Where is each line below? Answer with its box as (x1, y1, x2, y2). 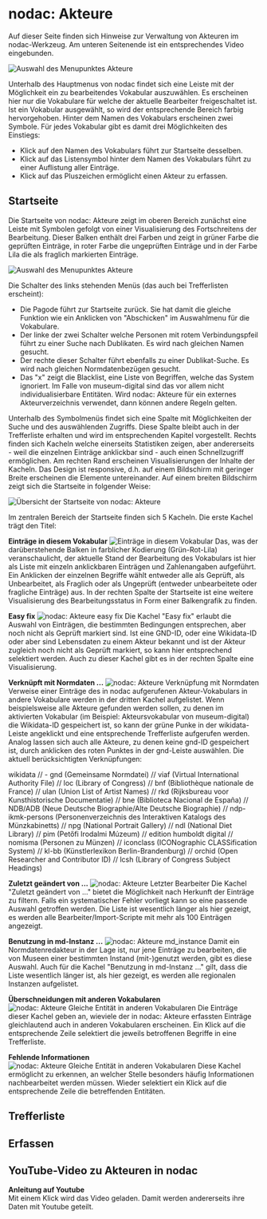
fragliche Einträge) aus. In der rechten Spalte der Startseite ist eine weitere (8, 587, 253, 596)
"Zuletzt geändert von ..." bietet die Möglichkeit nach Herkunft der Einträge (8, 886, 255, 896)
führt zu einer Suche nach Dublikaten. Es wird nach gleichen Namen (19, 338, 245, 348)
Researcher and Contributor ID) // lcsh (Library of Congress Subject (8, 854, 231, 864)
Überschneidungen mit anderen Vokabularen (8, 994, 161, 1004)
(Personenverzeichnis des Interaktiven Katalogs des (55, 812, 226, 822)
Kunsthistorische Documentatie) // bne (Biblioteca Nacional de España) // (8, 795, 249, 804)
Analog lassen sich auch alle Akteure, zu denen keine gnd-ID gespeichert (8, 737, 249, 747)
